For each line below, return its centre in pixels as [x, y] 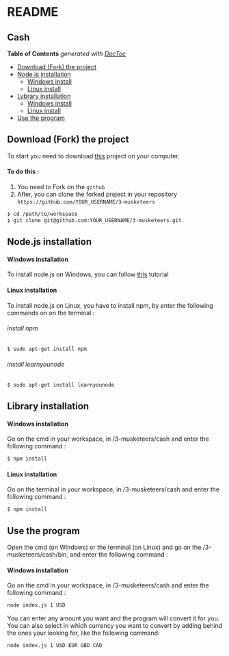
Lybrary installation [44, 96]
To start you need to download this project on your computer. [93, 156]
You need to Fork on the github [61, 187]
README [33, 12]
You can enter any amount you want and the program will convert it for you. [113, 618]
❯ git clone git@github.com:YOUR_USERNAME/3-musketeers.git [95, 220]
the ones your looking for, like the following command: [83, 633]
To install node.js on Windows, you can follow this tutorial [88, 274]
